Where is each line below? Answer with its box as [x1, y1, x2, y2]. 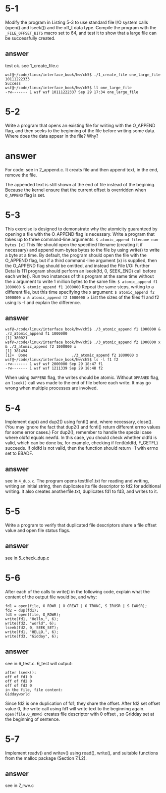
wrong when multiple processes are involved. [5, 385, 98, 391]
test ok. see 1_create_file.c [5, 62, 59, 68]
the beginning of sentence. [5, 716, 60, 722]
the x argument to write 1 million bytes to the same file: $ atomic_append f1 [5, 278, 158, 284]
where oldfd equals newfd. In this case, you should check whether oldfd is [5, 434, 157, 441]
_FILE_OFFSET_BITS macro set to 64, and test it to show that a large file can [5, 30, 157, 36]
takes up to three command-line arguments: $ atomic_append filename [5, 236, 150, 242]
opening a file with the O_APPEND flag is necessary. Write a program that [5, 231, 155, 237]
